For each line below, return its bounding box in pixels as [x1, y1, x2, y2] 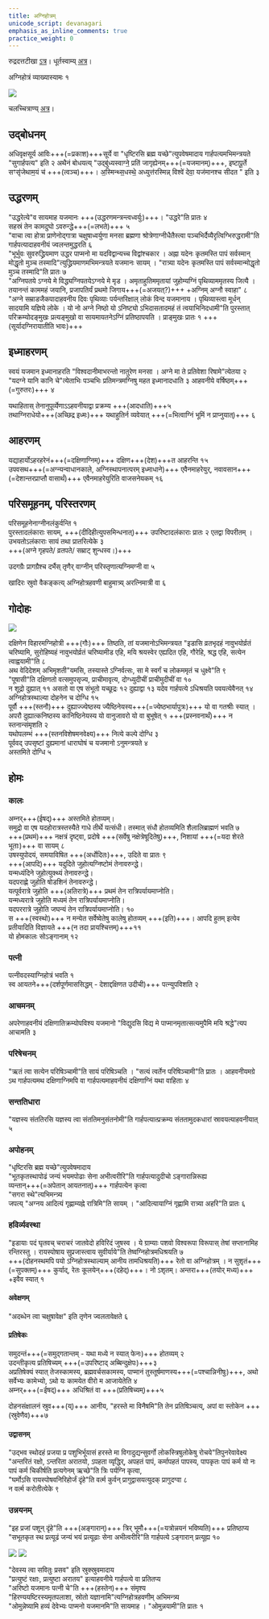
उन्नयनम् [8, 1505, 32, 1516]
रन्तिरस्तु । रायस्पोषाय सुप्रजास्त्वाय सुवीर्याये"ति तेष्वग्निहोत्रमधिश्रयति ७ [8, 1247, 184, 1256]
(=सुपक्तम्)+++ [8, 1265, 52, 1275]
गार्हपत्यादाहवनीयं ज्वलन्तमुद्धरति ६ [8, 239, 93, 249]
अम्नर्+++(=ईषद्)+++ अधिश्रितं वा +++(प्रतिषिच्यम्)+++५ [8, 1385, 164, 1395]
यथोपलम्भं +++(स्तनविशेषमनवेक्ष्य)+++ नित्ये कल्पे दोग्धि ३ [8, 729, 159, 739]
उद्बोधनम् [8, 127, 46, 141]
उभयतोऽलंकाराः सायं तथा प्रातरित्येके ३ [8, 537, 105, 547]
